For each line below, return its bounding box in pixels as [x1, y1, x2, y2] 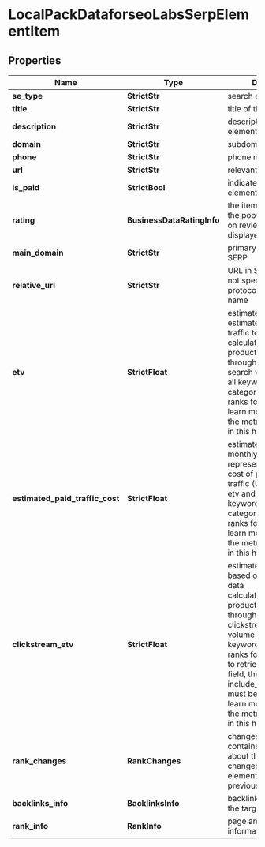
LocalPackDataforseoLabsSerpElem [8, 6, 250, 24]
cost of [227, 468, 254, 479]
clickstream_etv [12, 639, 74, 650]
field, [227, 669, 246, 680]
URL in [227, 265, 252, 275]
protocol [227, 285, 259, 295]
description [12, 121, 57, 132]
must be [227, 688, 258, 699]
